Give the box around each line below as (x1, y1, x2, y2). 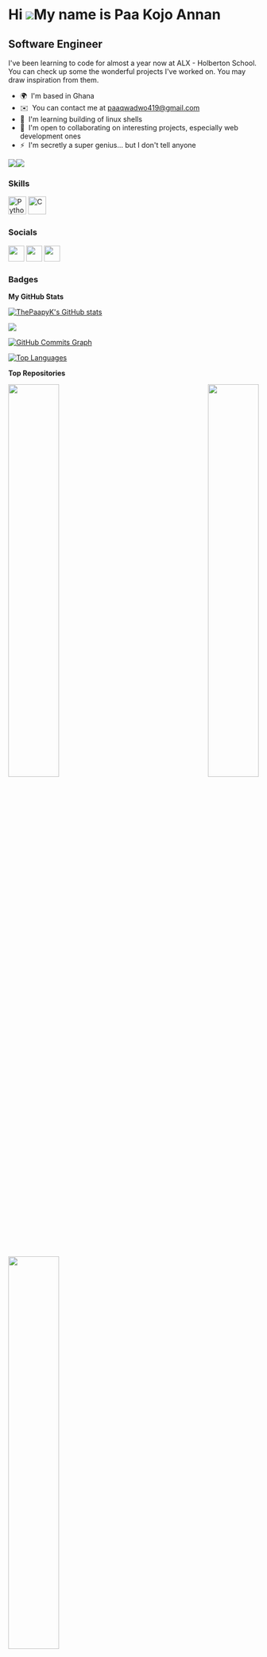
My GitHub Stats (8, 292, 64, 301)
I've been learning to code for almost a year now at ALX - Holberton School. (8, 58, 257, 68)
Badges (8, 274, 38, 285)
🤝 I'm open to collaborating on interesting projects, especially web (19, 123, 238, 132)
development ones (19, 131, 81, 141)
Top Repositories (8, 368, 66, 378)
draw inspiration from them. (8, 76, 99, 84)
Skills (8, 177, 30, 188)
